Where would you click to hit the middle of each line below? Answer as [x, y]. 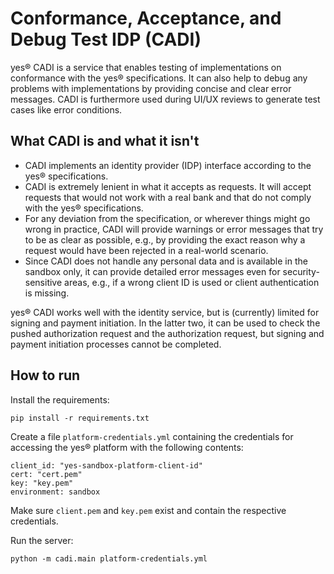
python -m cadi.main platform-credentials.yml [109, 558]
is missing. [47, 293]
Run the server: [42, 540]
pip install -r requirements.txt [80, 418]
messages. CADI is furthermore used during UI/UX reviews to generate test [165, 99]
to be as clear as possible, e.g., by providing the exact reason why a [165, 239]
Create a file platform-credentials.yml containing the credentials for [152, 436]
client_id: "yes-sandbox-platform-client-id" [106, 465]
